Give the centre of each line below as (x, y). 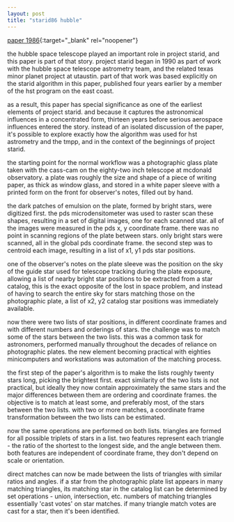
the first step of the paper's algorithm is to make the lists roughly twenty (111, 372)
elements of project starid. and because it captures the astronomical (105, 112)
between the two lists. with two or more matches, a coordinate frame (106, 409)
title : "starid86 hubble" (45, 20)
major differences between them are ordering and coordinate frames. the (112, 395)
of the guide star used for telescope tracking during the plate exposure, (110, 271)
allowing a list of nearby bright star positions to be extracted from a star (110, 278)
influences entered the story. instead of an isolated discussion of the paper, (116, 126)
